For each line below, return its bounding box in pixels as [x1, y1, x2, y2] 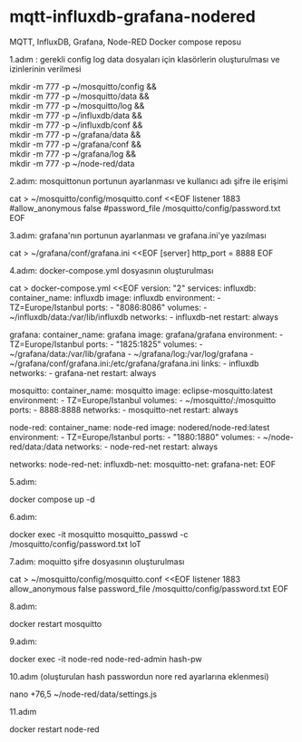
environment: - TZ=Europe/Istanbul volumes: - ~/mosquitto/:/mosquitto [9, 394, 277, 405]
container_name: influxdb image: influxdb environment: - [9, 292, 221, 303]
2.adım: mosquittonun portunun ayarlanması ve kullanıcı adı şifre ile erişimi [9, 175, 288, 187]
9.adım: [9, 636, 38, 647]
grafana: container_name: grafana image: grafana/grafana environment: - [9, 329, 284, 340]
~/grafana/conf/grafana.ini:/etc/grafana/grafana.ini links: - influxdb [9, 358, 259, 369]
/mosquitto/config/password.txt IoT [9, 538, 142, 549]
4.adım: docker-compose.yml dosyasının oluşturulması [9, 265, 214, 275]
